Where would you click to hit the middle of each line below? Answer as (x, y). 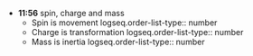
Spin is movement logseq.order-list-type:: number (124, 23)
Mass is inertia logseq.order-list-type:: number (118, 42)
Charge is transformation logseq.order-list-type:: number (137, 32)
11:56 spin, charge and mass (71, 13)
